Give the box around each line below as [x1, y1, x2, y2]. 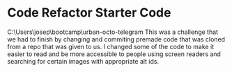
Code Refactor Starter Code [7, 5, 171, 21]
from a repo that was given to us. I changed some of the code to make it [7, 42, 215, 51]
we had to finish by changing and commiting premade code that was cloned [7, 35, 225, 43]
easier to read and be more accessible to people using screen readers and [7, 50, 222, 58]
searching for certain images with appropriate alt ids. [7, 57, 159, 65]
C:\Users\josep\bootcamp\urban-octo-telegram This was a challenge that [7, 28, 218, 36]
